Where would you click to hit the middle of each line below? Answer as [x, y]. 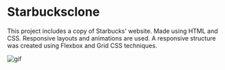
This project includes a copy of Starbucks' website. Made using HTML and [113, 31]
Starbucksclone [54, 12]
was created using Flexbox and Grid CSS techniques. [82, 45]
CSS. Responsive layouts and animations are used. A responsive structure [111, 38]
